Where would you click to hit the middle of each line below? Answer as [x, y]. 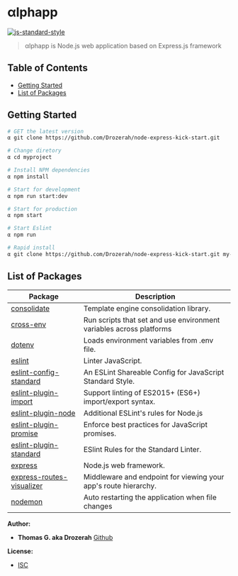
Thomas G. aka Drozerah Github [65, 537]
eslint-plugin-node [43, 413]
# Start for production [42, 209]
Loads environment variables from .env [148, 340]
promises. [100, 433]
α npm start [25, 216]
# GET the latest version [45, 131]
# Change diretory [34, 151]
